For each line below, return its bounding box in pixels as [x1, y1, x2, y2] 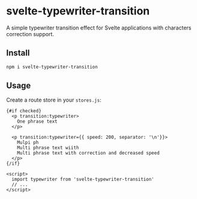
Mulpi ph [17, 139, 39, 145]
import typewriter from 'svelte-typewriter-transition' [11, 176, 154, 183]
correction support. [6, 30, 54, 37]
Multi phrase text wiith [17, 145, 79, 151]
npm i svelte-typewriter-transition [6, 64, 98, 70]
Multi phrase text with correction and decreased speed [17, 150, 160, 156]
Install [6, 48, 30, 58]
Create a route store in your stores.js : [6, 96, 102, 103]
